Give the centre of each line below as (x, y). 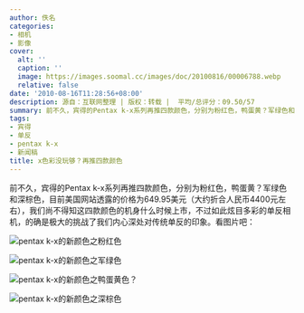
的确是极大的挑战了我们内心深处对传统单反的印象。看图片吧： (140, 222)
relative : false (48, 85)
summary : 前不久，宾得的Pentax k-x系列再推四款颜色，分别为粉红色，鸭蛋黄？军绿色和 (152, 110)
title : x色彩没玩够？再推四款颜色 (66, 161)
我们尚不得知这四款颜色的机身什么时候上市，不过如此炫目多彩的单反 (156, 210)
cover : (22, 52)
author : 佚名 (33, 18)
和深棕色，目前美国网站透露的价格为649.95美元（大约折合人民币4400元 (144, 199)
